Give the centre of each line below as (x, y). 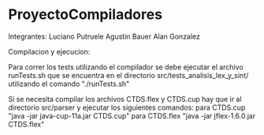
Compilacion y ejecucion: (49, 51)
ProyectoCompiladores (86, 15)
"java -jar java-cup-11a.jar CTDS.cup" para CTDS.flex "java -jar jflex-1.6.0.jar (132, 115)
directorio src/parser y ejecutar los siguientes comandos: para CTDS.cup (127, 107)
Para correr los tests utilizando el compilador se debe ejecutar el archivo (126, 67)
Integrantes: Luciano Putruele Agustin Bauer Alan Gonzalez (104, 36)
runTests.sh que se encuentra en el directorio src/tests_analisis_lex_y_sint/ (128, 75)
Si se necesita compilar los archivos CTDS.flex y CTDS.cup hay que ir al (125, 99)
